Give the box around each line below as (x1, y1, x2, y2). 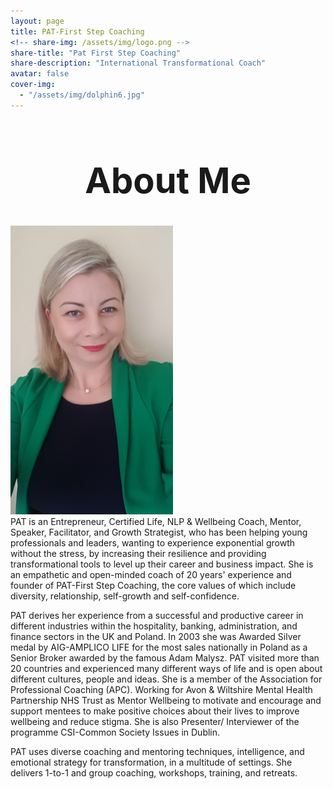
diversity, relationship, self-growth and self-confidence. (10, 590, 240, 602)
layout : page (10, 16, 65, 26)
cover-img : (10, 80, 56, 90)
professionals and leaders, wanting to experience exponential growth (10, 536, 295, 549)
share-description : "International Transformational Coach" (10, 58, 267, 69)
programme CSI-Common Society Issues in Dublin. (10, 726, 221, 738)
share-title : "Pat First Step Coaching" (10, 48, 182, 58)
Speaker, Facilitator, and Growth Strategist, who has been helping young (10, 526, 308, 538)
